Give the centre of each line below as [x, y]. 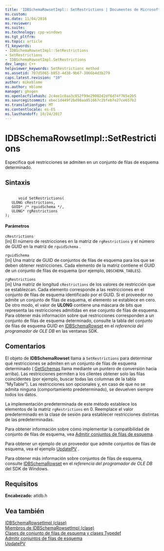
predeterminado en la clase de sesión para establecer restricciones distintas [82, 414]
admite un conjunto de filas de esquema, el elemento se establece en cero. [81, 300]
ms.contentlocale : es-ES [30, 110]
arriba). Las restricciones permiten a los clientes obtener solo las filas [75, 374]
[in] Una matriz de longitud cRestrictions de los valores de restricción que [80, 284]
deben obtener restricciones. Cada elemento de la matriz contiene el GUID [80, 265]
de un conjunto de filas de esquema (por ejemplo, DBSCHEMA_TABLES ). [73, 270]
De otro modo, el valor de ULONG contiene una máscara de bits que [74, 305]
